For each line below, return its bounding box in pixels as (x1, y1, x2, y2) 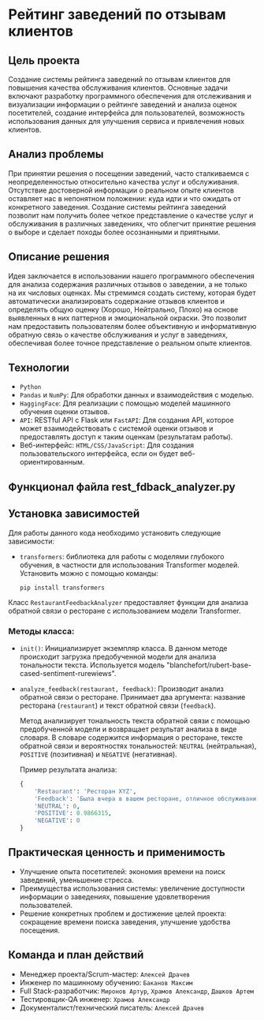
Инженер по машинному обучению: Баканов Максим (19, 977, 193, 987)
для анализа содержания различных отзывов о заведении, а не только (8, 279, 247, 289)
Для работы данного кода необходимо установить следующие (8, 528, 221, 537)
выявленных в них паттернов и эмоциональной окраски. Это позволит (8, 313, 247, 323)
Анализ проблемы (8, 148, 104, 161)
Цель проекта (8, 54, 80, 67)
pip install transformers (19, 584, 105, 592)
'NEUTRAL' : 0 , (34, 802, 80, 810)
